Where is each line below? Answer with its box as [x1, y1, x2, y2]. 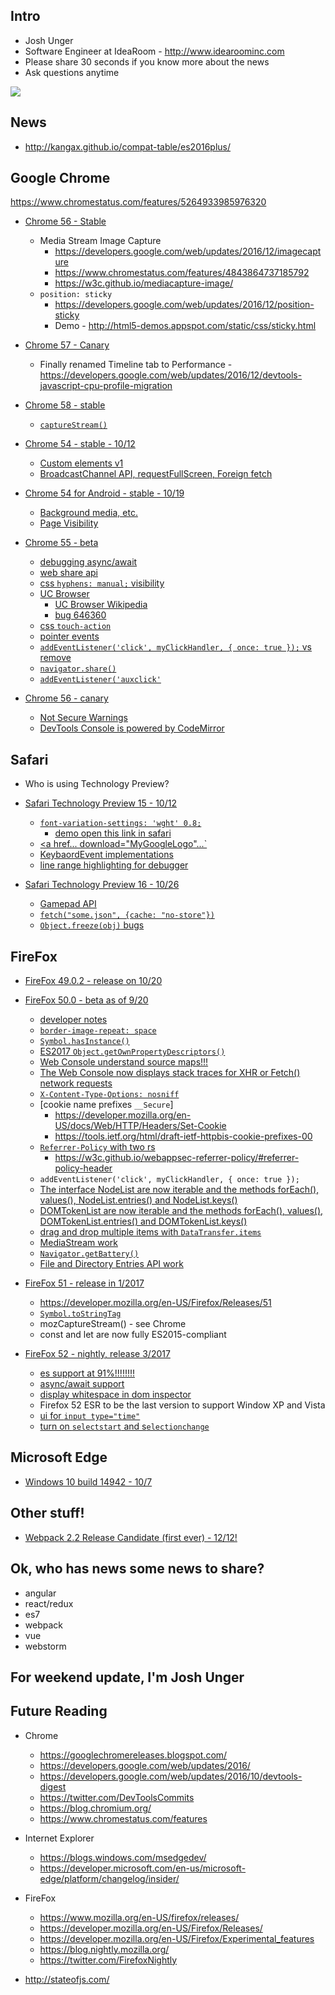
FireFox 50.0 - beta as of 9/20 [24, 994, 149, 1006]
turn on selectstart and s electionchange [39, 1420, 210, 1433]
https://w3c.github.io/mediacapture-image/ [54, 277, 234, 289]
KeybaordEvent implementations [39, 849, 174, 861]
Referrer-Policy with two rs [39, 1141, 156, 1153]
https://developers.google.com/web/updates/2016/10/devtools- [39, 1770, 303, 1782]
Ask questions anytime [24, 66, 120, 78]
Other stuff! [10, 1505, 85, 1522]
